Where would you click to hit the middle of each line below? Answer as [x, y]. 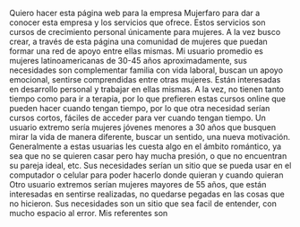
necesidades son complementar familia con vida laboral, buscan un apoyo [146, 70]
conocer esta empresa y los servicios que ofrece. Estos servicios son [137, 22]
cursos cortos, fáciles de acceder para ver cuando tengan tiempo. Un [137, 118]
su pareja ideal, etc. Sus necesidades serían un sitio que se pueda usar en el [150, 166]
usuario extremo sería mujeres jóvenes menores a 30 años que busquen [143, 127]
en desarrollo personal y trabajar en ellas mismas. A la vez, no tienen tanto [147, 89]
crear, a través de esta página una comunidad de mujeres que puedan [139, 41]
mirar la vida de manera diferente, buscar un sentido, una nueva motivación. [150, 137]
